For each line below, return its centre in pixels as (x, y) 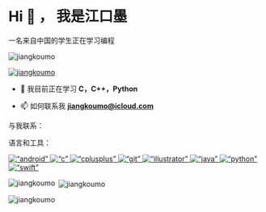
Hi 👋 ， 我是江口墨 (68, 17)
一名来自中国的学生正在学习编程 (61, 40)
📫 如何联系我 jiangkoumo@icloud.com (87, 106)
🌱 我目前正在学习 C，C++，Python (79, 89)
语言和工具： (30, 143)
